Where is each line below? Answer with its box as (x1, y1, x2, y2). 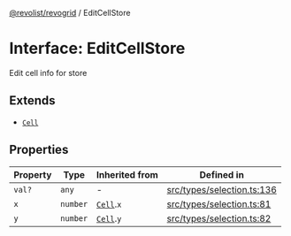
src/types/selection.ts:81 (166, 198, 272, 210)
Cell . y (96, 212, 122, 225)
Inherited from (96, 168, 159, 180)
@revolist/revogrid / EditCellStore (9, 8, 131, 18)
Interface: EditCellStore (9, 39, 186, 58)
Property (13, 168, 52, 180)
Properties (9, 142, 69, 157)
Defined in (199, 168, 245, 180)
